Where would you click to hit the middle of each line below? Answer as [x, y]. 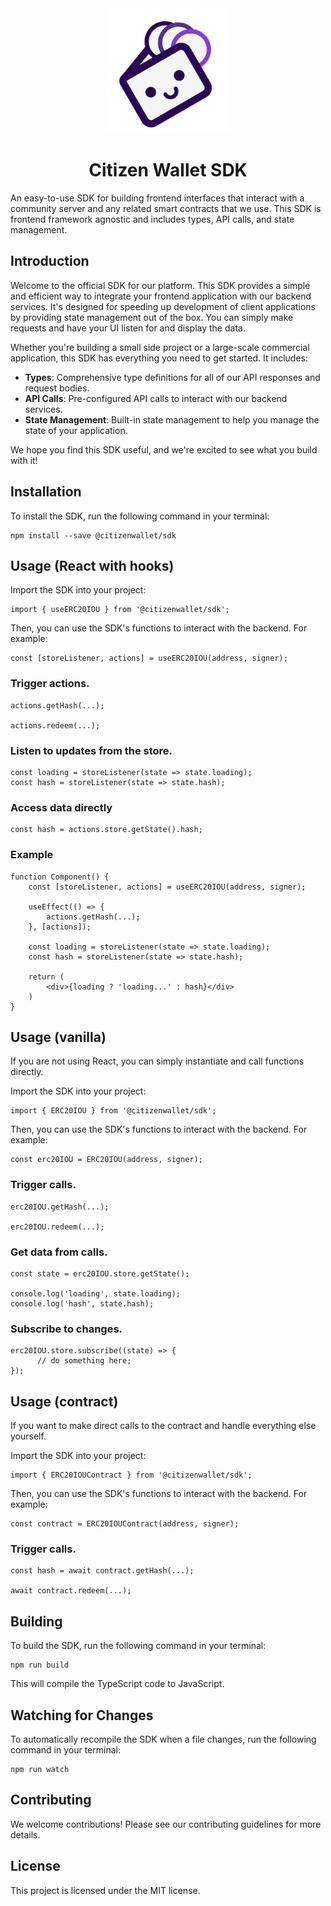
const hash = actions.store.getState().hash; [106, 830]
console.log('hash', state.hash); [82, 1303]
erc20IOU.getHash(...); [60, 1207]
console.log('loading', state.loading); [96, 1293]
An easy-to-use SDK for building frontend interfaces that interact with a [157, 198]
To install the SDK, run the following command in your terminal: [140, 516]
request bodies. [57, 388]
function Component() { [60, 877]
